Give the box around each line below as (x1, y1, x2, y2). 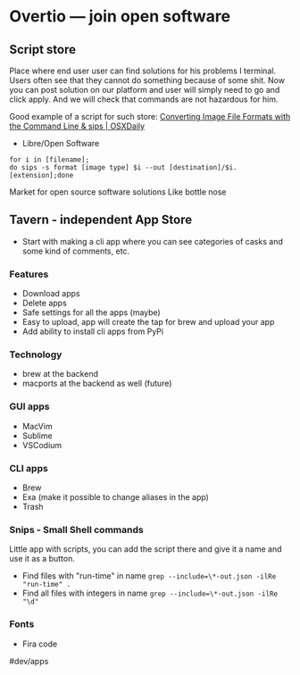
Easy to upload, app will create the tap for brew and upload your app (21, 317, 275, 328)
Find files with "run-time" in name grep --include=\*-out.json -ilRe (21, 571, 277, 581)
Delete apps (21, 297, 67, 309)
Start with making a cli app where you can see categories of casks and (21, 236, 283, 246)
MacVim (21, 421, 53, 431)
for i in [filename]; (9, 155, 90, 164)
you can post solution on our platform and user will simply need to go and (9, 85, 280, 95)
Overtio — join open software (9, 6, 230, 27)
